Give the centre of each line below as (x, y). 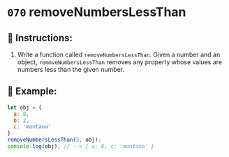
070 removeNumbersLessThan (97, 12)
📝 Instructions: (40, 38)
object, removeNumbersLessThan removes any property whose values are (119, 62)
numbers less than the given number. (71, 69)
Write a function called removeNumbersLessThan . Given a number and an (119, 54)
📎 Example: (32, 91)
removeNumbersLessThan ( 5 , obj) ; (54, 140)
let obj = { (24, 107)
